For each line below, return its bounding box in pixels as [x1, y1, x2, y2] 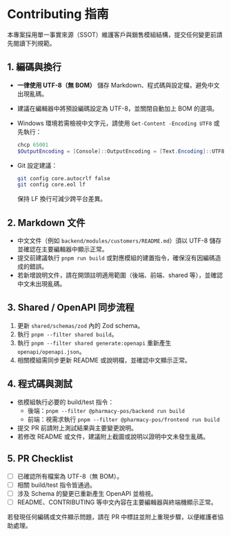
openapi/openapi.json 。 [17, 347, 86, 356]
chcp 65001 [17, 141, 49, 149]
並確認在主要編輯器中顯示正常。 [17, 245, 108, 253]
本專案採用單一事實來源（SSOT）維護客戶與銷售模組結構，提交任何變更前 [7, 30, 217, 39]
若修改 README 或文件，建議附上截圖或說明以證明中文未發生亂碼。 [17, 432, 209, 441]
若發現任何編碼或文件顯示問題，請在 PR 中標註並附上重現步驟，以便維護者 [7, 513, 218, 521]
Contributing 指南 [7, 6, 109, 22]
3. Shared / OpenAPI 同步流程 [7, 302, 134, 314]
